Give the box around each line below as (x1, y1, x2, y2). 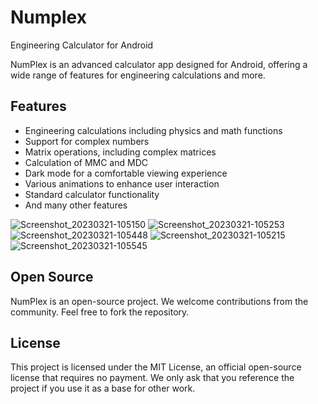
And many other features (24, 199, 128, 211)
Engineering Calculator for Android (10, 39, 154, 51)
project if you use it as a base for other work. (10, 382, 196, 395)
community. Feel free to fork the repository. (10, 306, 190, 318)
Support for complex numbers (24, 135, 150, 147)
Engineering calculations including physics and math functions (24, 124, 283, 136)
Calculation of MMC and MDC (24, 156, 148, 168)
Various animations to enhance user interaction (24, 177, 220, 190)
